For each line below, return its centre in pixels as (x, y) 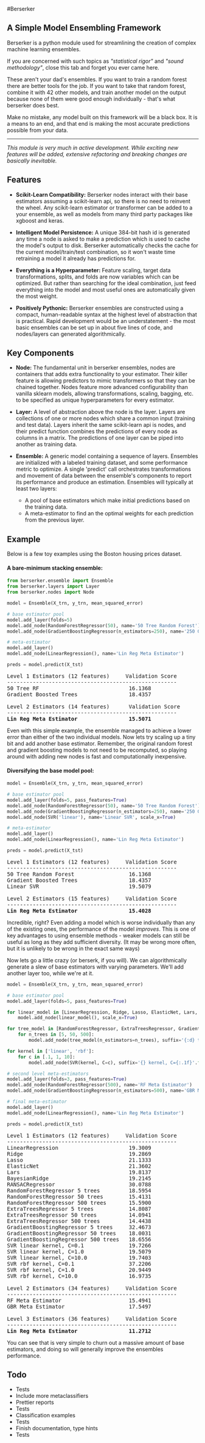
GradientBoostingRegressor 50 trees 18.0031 (79, 1233)
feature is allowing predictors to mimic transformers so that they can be (105, 380)
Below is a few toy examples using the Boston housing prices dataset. (94, 554)
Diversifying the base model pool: (50, 770)
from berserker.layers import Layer (53, 587)
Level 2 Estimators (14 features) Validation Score (94, 707)
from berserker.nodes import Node (51, 592)
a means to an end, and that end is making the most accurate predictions (99, 123)
